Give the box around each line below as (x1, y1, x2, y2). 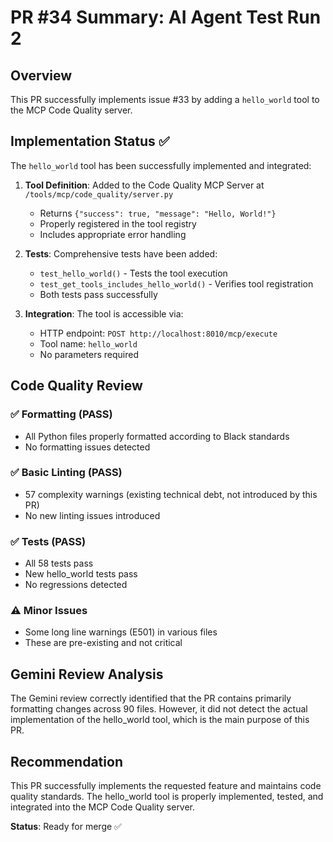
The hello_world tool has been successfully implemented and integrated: (10, 159, 312, 171)
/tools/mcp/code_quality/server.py (24, 189, 174, 200)
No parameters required (39, 348, 140, 360)
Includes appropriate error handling (39, 228, 187, 240)
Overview (10, 67, 73, 84)
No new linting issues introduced (24, 509, 161, 521)
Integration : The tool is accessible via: (24, 307, 184, 320)
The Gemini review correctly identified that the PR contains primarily (10, 692, 292, 705)
